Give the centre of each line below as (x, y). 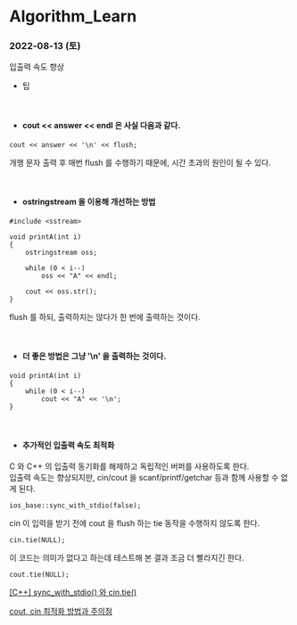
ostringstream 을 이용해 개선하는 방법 (89, 201)
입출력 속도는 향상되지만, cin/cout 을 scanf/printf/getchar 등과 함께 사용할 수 (144, 478)
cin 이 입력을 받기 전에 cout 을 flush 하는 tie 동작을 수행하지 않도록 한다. (135, 523)
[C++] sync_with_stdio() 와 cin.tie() (73, 592)
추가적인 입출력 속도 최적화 (68, 445)
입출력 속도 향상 (37, 67)
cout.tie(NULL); (39, 575)
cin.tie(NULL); (37, 540)
